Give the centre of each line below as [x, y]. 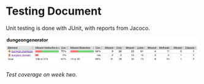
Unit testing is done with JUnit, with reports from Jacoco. [78, 28]
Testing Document [54, 11]
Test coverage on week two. [41, 74]
